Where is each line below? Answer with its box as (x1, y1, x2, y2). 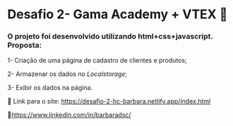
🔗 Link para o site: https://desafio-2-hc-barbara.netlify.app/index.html (7, 97, 211, 106)
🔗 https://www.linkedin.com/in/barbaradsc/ (7, 111, 132, 119)
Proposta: (7, 40, 42, 50)
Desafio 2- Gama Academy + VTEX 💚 (7, 6, 228, 23)
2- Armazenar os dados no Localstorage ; (7, 70, 128, 78)
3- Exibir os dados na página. (7, 84, 93, 92)
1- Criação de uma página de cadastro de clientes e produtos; (7, 56, 187, 65)
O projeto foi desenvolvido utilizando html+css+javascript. (7, 32, 213, 42)
